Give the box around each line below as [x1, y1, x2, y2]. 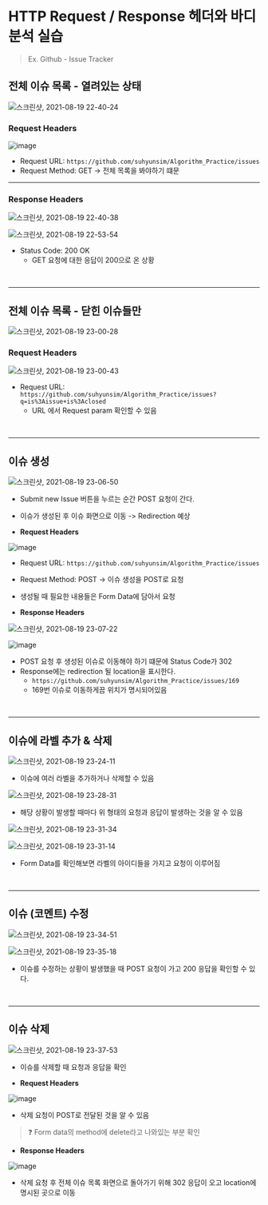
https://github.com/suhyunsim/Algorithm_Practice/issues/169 [31, 677, 239, 685]
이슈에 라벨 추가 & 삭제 [8, 733, 112, 748]
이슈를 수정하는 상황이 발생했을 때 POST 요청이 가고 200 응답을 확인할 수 [19, 964, 247, 973]
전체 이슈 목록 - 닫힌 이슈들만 [8, 304, 142, 317]
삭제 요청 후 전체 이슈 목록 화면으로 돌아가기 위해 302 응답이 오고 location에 [19, 1177, 257, 1187]
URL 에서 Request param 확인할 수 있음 [31, 405, 157, 416]
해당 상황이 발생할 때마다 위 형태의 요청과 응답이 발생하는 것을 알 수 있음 [19, 808, 243, 817]
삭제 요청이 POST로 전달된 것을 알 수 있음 [19, 1110, 150, 1119]
